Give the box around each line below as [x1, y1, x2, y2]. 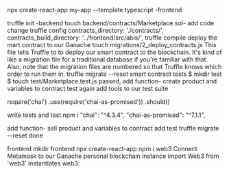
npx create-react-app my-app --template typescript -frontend [7, 6, 182, 14]
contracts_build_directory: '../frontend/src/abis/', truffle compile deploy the [7, 34, 218, 42]
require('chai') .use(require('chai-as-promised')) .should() [7, 98, 170, 105]
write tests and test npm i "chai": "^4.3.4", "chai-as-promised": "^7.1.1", [7, 111, 206, 119]
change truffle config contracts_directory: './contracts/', [7, 27, 164, 34]
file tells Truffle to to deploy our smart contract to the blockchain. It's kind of [7, 48, 223, 56]
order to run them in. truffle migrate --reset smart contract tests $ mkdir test [7, 70, 222, 78]
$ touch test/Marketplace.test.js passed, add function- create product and [7, 77, 217, 85]
